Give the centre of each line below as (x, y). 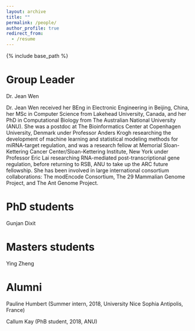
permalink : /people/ (32, 22)
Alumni (24, 287)
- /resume (23, 39)
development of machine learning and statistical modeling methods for (92, 139)
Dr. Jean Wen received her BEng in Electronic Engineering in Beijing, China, (98, 108)
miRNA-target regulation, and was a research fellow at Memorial (84, 145)
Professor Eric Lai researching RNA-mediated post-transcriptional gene (93, 158)
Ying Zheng (20, 263)
